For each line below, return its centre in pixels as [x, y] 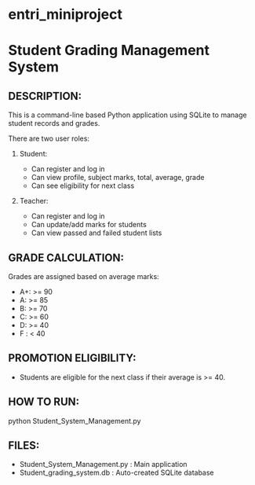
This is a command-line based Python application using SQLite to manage [127, 115]
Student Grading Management [109, 51]
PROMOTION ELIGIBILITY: [72, 358]
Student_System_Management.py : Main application [103, 465]
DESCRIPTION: [45, 96]
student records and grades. [54, 123]
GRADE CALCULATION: [66, 257]
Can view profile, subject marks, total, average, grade [118, 178]
